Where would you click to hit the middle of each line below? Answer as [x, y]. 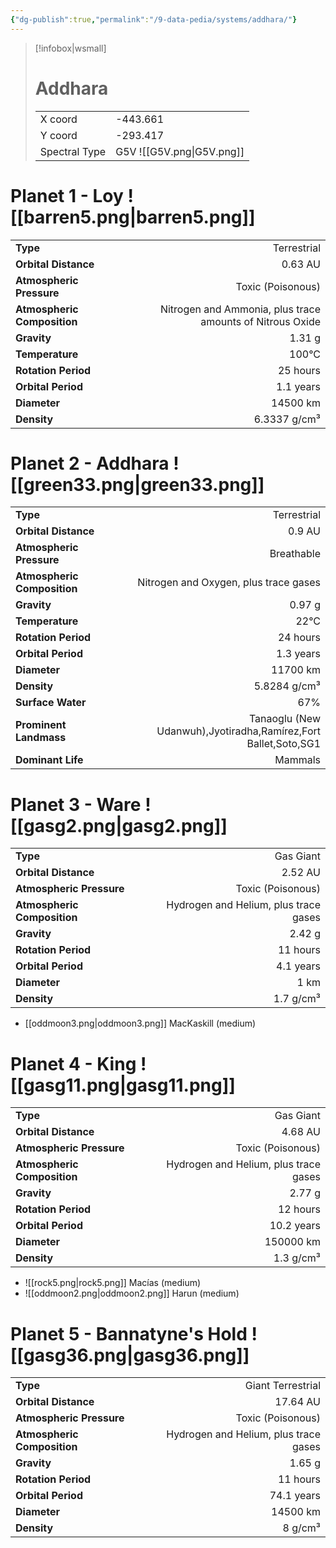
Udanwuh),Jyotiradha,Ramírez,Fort [238, 731]
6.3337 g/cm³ [287, 419]
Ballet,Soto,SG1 [283, 744]
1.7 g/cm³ [297, 999]
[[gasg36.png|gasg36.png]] [130, 1355]
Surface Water [51, 703]
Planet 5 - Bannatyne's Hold [129, 1333]
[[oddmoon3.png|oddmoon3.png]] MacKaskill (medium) [140, 1023]
